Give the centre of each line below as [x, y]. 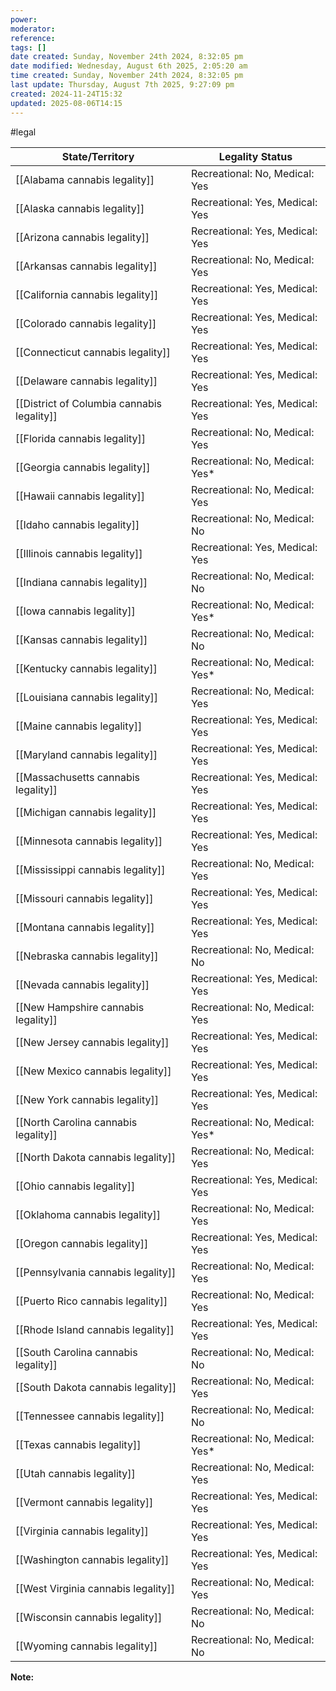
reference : [33, 38]
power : [24, 19]
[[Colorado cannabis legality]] [86, 323]
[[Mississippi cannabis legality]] [90, 869]
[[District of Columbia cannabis [89, 403]
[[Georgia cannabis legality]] [83, 467]
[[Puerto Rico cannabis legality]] [91, 1301]
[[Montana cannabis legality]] [85, 927]
